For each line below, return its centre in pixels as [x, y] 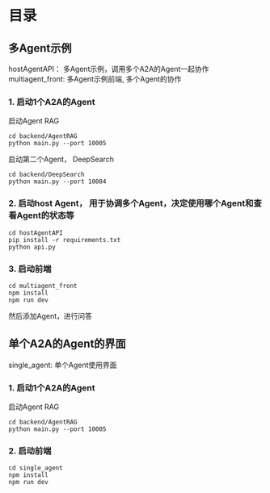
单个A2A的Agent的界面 [67, 344]
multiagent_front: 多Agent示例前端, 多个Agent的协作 [95, 79]
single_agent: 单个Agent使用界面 [63, 365]
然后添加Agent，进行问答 [51, 315]
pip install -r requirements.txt [65, 240]
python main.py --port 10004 [57, 182]
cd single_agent [36, 468]
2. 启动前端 [30, 450]
